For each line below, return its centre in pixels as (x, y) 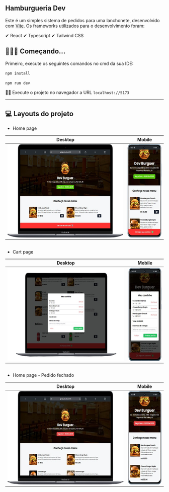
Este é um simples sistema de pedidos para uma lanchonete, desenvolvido (82, 20)
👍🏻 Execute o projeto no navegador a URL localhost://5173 (67, 93)
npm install (18, 73)
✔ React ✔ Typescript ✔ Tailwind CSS (45, 35)
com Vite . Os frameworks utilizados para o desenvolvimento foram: (75, 26)
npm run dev (18, 83)
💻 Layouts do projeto (39, 113)
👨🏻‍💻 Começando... (35, 52)
